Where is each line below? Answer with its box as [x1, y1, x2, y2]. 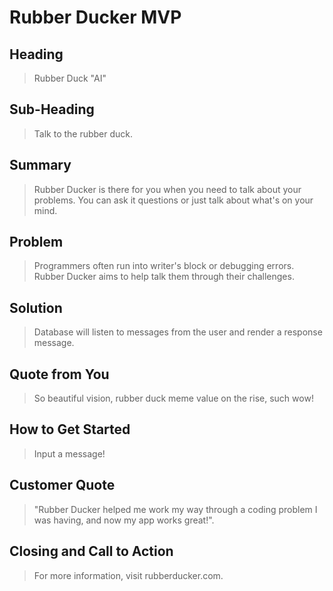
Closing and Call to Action [9, 543, 174, 560]
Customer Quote [9, 477, 116, 494]
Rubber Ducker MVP [9, 6, 182, 29]
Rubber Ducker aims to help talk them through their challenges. [33, 271, 295, 283]
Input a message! [33, 447, 106, 460]
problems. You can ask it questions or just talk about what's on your [33, 194, 314, 206]
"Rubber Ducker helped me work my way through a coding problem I [33, 503, 318, 515]
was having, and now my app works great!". [33, 514, 215, 526]
